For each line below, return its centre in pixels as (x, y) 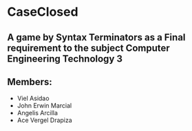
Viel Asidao (33, 98)
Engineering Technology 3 (65, 59)
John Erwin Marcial (44, 106)
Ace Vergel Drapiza (44, 120)
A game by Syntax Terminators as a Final (96, 37)
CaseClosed (43, 12)
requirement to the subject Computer (88, 48)
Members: (30, 82)
